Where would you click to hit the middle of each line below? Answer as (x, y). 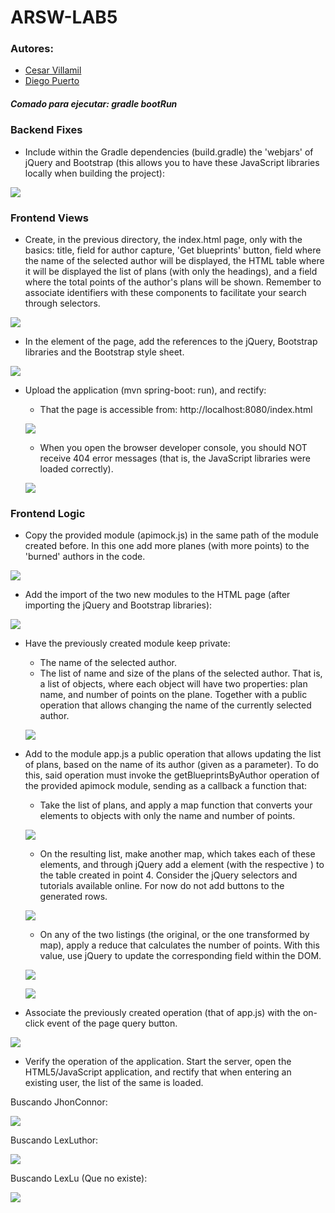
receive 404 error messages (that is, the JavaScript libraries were (175, 458)
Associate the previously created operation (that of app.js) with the (162, 1013)
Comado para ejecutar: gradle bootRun (94, 104)
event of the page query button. (112, 1023)
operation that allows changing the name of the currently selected (175, 705)
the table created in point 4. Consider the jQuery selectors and (168, 875)
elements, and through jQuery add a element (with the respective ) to (182, 865)
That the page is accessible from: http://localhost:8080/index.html (176, 410)
